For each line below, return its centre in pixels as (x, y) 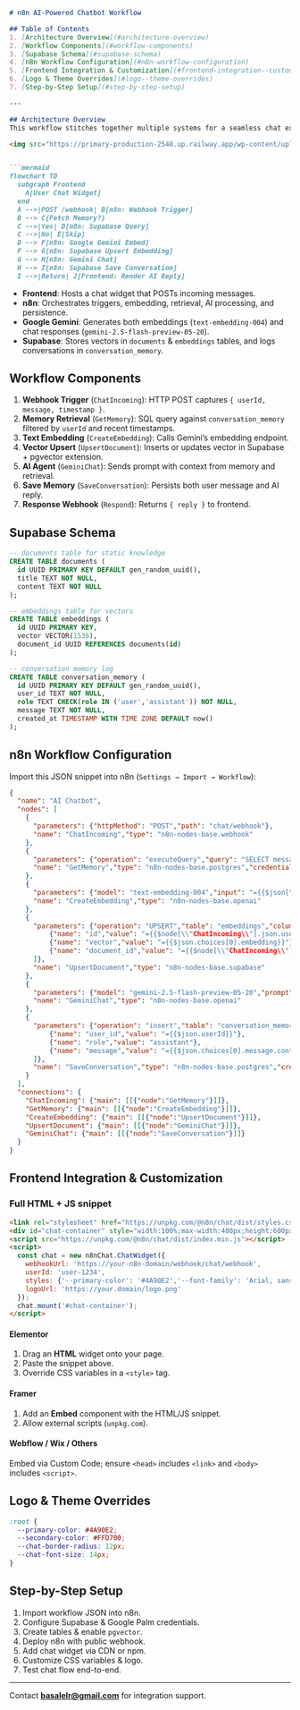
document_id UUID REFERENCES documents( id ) (99, 644)
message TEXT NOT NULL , (61, 710)
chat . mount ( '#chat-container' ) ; (78, 1306)
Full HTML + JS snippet (60, 1204)
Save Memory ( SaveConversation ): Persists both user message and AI (150, 485)
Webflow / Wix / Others (54, 1443)
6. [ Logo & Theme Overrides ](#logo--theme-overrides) (112, 79)
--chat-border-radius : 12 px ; (71, 1547)
